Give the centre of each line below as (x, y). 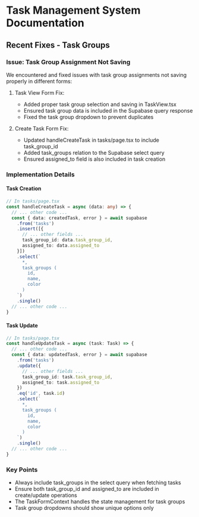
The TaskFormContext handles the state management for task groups (100, 502)
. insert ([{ (30, 229)
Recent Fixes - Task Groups (58, 45)
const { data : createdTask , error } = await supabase (79, 218)
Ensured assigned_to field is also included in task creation (94, 159)
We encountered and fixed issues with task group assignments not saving (97, 74)
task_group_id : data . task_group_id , (67, 240)
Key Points (22, 469)
